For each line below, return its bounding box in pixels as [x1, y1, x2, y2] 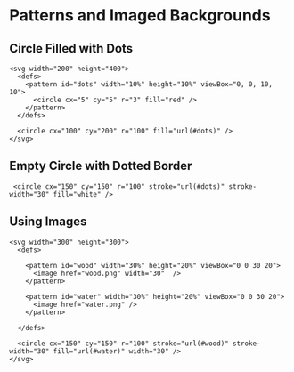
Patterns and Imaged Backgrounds [9, 5, 271, 26]
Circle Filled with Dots [9, 41, 134, 56]
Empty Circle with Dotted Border [9, 158, 192, 174]
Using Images [9, 214, 87, 230]
